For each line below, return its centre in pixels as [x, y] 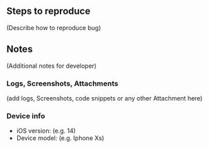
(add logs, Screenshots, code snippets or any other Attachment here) [104, 98]
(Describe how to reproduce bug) [54, 27]
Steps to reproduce [48, 11]
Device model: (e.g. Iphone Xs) [60, 138]
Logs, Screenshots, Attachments [62, 83]
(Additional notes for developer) [52, 66]
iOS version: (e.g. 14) [46, 131]
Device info [26, 116]
